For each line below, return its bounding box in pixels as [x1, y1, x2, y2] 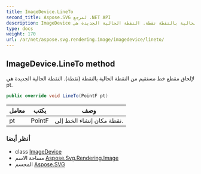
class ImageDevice [14, 148, 62, 155]
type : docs [6, 25, 33, 32]
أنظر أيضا [6, 134, 31, 143]
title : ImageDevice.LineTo [6, 8, 74, 15]
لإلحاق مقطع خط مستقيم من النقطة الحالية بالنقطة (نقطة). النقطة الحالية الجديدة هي [6, 74, 195, 82]
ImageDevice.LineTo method [6, 59, 115, 69]
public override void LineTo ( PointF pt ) [6, 92, 109, 99]
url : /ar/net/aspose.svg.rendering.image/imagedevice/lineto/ [6, 37, 165, 43]
